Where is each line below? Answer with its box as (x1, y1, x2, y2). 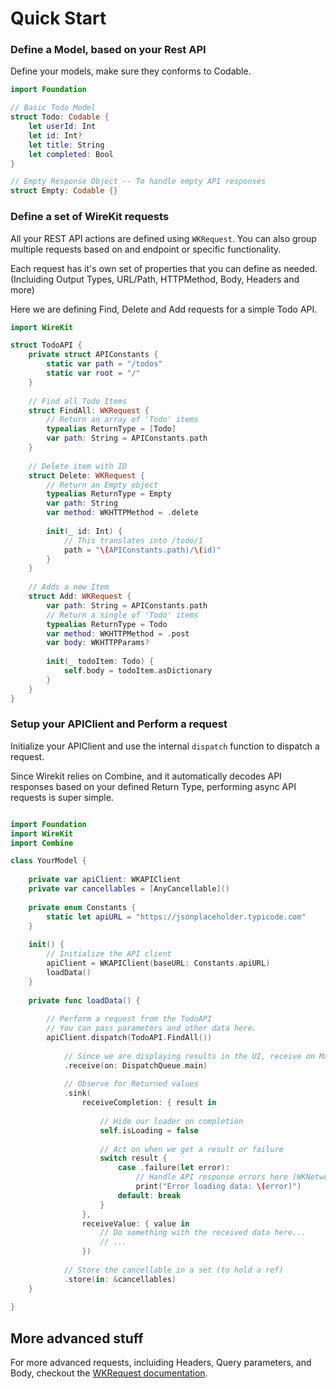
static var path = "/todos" (46, 359, 163, 369)
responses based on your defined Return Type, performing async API (10, 780, 297, 792)
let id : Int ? (28, 130, 83, 141)
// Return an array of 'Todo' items (46, 415, 199, 425)
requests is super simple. (10, 791, 114, 803)
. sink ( (63, 1088, 92, 1099)
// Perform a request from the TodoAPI (46, 1014, 213, 1024)
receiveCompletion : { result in (81, 1098, 217, 1108)
